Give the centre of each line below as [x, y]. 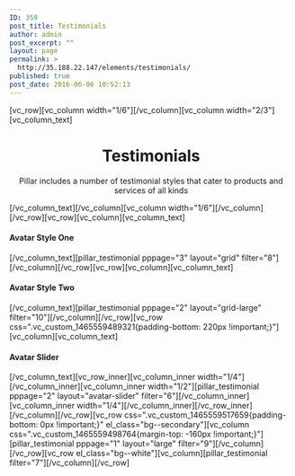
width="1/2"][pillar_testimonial [203, 386]
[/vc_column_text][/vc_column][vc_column [88, 207]
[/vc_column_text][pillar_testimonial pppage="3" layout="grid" [125, 258]
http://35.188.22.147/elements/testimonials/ [104, 68]
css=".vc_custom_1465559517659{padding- [206, 415]
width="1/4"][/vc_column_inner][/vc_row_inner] [165, 406]
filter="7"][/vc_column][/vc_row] [70, 463]
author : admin [36, 34]
